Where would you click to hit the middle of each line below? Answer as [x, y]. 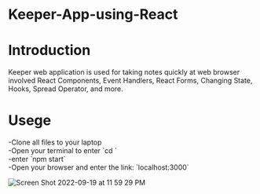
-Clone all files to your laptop [55, 142]
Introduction [49, 51]
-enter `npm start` [37, 159]
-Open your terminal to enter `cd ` [63, 151]
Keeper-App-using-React [93, 15]
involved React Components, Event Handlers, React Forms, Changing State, [130, 81]
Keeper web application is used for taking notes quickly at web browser [124, 72]
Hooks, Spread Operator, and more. [66, 89]
